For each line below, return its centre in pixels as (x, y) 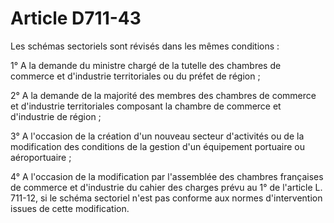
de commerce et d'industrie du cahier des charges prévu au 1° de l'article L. (166, 187)
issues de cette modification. (70, 208)
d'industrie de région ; (56, 116)
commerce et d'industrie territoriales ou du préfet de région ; (135, 76)
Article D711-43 (76, 18)
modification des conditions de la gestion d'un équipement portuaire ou (157, 146)
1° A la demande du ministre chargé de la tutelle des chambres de (146, 65)
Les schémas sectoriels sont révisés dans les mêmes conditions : (145, 46)
